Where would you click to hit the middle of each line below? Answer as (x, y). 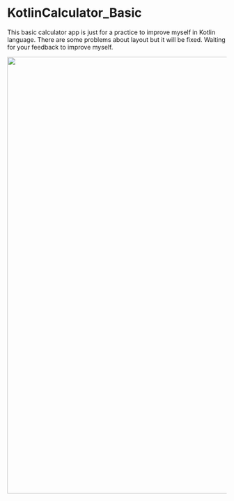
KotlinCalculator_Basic (75, 13)
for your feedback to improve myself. (60, 47)
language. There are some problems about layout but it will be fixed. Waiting (117, 39)
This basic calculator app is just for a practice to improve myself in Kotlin (111, 32)
